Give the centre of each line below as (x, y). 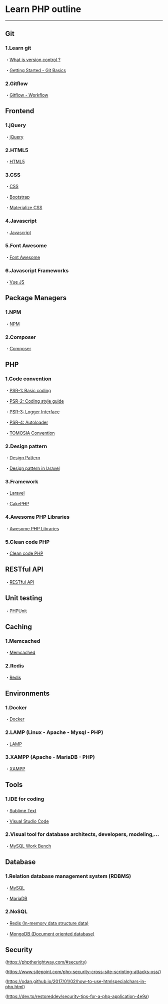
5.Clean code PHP (27, 542)
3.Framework (22, 481)
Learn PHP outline (43, 9)
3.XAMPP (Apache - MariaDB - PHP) (50, 757)
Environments (27, 693)
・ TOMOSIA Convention (30, 433)
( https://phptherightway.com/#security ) (46, 962)
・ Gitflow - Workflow (27, 95)
